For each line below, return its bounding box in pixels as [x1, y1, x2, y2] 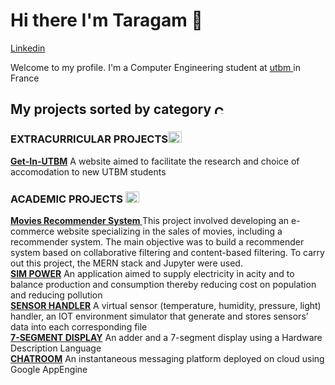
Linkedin [10, 42, 46, 54]
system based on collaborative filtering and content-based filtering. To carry [10, 246, 325, 258]
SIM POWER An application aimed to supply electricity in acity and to [10, 267, 295, 279]
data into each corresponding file [10, 320, 148, 333]
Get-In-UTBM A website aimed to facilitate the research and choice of [10, 155, 300, 167]
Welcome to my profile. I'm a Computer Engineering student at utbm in [10, 61, 301, 73]
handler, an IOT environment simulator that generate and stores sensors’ [10, 310, 309, 322]
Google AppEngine [10, 363, 88, 375]
